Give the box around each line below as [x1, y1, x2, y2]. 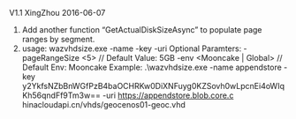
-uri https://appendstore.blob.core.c [102, 90, 234, 100]
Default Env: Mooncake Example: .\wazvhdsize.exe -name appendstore [21, 62, 283, 72]
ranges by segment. [21, 34, 95, 44]
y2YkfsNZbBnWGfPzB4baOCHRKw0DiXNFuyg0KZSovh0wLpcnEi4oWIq [21, 81, 285, 91]
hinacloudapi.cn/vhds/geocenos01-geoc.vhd [21, 100, 186, 109]
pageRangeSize [21, 53, 80, 63]
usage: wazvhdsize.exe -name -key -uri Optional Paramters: [21, 43, 242, 54]
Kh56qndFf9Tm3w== [21, 90, 102, 100]
